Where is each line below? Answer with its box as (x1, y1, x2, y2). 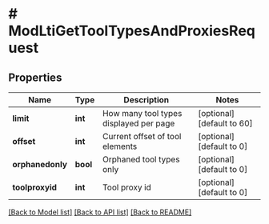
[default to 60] (197, 118, 254, 129)
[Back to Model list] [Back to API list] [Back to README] (8, 207, 192, 217)
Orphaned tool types (102, 154, 180, 165)
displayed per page (102, 118, 175, 129)
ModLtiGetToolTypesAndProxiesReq (8, 22, 256, 40)
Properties (8, 70, 62, 84)
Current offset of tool (102, 131, 182, 142)
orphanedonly (12, 159, 68, 170)
